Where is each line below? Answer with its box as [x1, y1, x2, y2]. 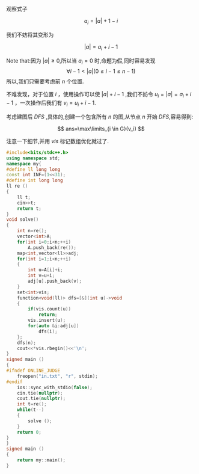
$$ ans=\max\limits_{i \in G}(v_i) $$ [57, 125, 145, 132]
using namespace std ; [6, 155, 61, 161]
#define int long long [6, 177, 63, 183]
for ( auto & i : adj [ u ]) [28, 323, 79, 329]
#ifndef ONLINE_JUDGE [6, 368, 61, 374]
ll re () [6, 183, 28, 189]
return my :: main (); [17, 457, 66, 463]
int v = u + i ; [28, 272, 55, 279]
